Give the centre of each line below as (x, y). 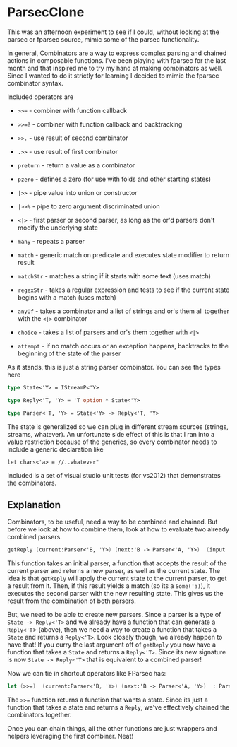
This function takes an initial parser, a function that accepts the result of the (117, 563)
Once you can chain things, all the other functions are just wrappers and (112, 729)
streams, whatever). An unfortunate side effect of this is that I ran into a (111, 434)
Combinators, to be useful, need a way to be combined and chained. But (113, 522)
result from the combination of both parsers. (72, 601)
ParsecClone (46, 12)
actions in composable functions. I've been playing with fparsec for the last (117, 60)
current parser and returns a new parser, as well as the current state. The (114, 571)
